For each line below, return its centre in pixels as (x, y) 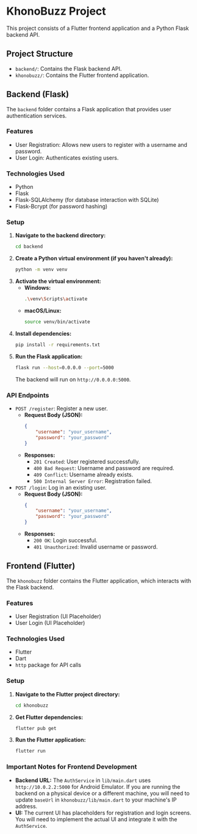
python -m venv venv (41, 270)
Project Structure (40, 54)
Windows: (38, 288)
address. (26, 806)
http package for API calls (48, 665)
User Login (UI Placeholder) (50, 623)
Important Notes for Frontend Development (72, 767)
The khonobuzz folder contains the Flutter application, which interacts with (99, 581)
